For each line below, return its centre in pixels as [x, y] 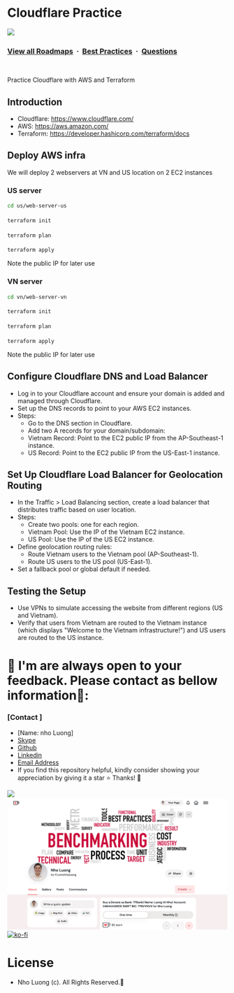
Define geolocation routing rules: [65, 547]
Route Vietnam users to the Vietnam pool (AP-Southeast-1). [113, 554]
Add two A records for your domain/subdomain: [96, 430]
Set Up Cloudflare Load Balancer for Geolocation [115, 474]
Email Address [38, 762]
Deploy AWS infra [46, 155]
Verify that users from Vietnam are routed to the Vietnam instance [112, 623]
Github [27, 747]
